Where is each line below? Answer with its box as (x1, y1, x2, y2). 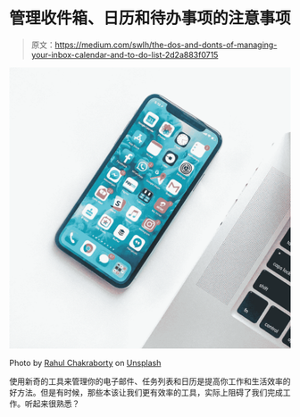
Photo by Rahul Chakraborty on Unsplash (9, 357, 162, 368)
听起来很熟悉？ (24, 398, 80, 409)
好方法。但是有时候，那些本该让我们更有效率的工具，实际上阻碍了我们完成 (9, 387, 283, 397)
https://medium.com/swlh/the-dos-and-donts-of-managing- (54, 39, 278, 50)
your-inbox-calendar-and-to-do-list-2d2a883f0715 (30, 49, 219, 60)
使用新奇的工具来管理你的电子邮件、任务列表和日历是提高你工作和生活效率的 (9, 376, 291, 387)
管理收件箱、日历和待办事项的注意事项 (9, 8, 292, 29)
